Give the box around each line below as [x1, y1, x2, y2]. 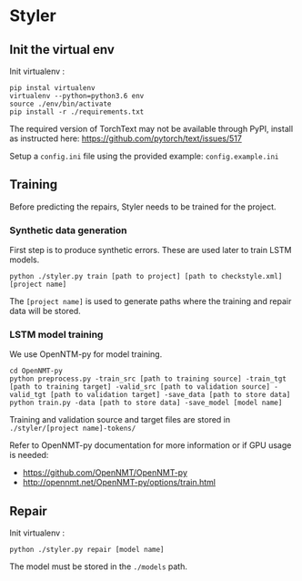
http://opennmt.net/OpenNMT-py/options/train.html [22, 477, 216, 488]
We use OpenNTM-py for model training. [9, 349, 163, 360]
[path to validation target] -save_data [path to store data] [49, 391, 291, 400]
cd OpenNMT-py [9, 366, 64, 376]
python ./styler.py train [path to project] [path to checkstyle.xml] [9, 272, 283, 281]
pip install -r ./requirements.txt [9, 107, 145, 117]
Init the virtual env [9, 42, 116, 57]
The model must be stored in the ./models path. [9, 561, 188, 572]
